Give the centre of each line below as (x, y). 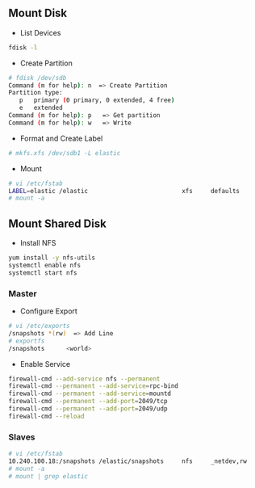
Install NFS (38, 243)
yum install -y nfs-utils (52, 258)
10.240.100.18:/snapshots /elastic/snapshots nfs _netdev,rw (128, 461)
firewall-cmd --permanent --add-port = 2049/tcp (88, 402)
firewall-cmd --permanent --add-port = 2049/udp (88, 409)
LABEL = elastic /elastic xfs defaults (124, 191)
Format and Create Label (61, 138)
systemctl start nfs (43, 273)
